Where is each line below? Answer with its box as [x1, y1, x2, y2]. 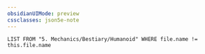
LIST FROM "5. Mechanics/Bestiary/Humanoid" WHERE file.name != [7, 35, 198, 42]
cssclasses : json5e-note [7, 17, 79, 24]
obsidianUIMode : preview [7, 10, 79, 17]
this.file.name [7, 42, 52, 48]
